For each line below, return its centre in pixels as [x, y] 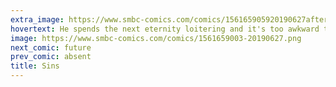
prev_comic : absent [51, 57]
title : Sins [35, 66]
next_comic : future [51, 47]
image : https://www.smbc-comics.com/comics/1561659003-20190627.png [156, 38]
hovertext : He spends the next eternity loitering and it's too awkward [165, 29]
